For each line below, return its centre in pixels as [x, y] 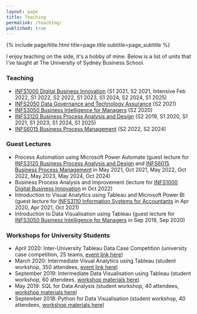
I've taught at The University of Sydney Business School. [75, 63]
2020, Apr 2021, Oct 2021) [47, 207]
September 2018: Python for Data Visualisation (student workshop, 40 [100, 299]
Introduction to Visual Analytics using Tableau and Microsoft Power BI [100, 195]
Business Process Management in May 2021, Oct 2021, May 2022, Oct [100, 169]
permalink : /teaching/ [34, 23]
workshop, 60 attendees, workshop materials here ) [77, 280]
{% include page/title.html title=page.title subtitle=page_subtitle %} [88, 45]
